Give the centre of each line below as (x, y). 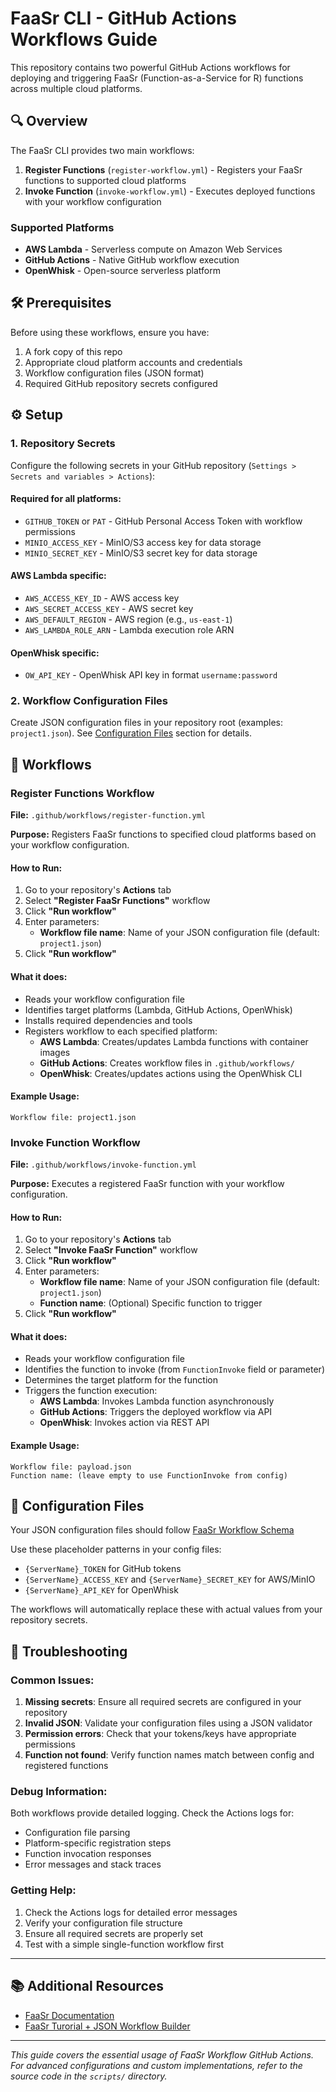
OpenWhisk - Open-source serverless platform (122, 271)
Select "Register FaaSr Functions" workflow (117, 901)
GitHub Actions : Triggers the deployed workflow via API (156, 1412)
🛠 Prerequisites (61, 303)
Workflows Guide (84, 39)
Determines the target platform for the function (121, 1380)
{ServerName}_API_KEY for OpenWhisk (101, 1590)
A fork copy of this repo (73, 351)
